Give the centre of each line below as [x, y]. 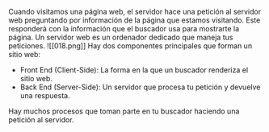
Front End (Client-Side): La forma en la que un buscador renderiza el [134, 70]
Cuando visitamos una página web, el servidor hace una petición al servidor [134, 12]
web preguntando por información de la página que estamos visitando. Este [134, 20]
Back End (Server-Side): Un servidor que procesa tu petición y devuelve [140, 87]
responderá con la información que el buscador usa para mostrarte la [124, 29]
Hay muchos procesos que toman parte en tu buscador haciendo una [124, 111]
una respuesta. [45, 95]
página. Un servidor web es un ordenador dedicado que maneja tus [121, 37]
